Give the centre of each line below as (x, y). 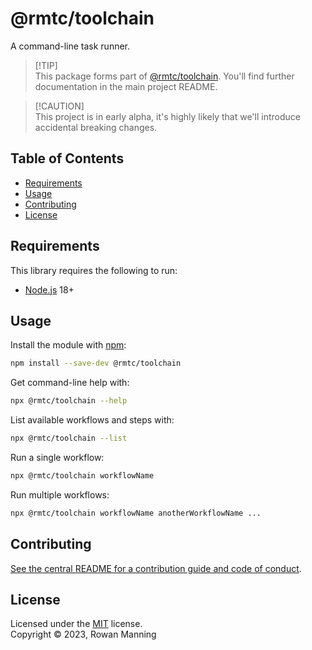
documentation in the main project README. (126, 86)
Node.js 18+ (49, 289)
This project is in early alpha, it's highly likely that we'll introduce (167, 116)
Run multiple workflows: (60, 494)
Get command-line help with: (70, 383)
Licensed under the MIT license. (76, 624)
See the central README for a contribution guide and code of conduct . (156, 568)
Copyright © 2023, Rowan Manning (83, 634)
